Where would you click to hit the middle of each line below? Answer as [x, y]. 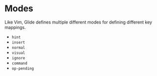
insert [18, 42]
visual [18, 53]
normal [18, 48]
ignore [18, 58]
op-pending [23, 68]
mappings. [15, 27]
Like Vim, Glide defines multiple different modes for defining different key [78, 22]
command [19, 63]
